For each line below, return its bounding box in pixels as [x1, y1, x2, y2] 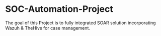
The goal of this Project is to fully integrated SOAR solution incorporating [5, 20, 156, 26]
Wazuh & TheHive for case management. [5, 25, 91, 31]
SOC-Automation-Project [5, 3, 113, 15]
